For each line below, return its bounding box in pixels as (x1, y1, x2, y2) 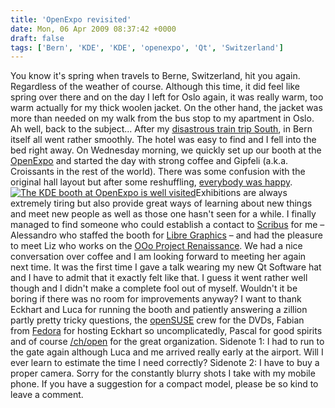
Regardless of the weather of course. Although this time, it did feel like (10, 81, 300, 93)
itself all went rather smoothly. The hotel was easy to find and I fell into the (10, 134, 317, 146)
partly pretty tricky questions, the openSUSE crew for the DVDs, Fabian (10, 314, 305, 326)
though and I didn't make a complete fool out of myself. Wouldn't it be (10, 282, 298, 295)
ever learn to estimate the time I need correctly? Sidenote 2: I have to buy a (10, 357, 320, 369)
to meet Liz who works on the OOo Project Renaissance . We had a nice (10, 240, 303, 252)
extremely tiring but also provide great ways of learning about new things (10, 197, 313, 210)
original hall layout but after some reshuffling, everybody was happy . (10, 176, 293, 188)
